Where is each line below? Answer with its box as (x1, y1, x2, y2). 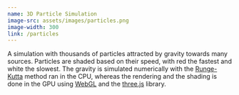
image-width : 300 (7, 23, 59, 30)
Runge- (195, 65, 218, 73)
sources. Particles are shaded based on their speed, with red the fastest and (7, 57, 232, 66)
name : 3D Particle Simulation (7, 10, 98, 18)
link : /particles (7, 30, 59, 38)
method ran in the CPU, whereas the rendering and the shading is (24, 72, 218, 81)
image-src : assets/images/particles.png (7, 17, 130, 24)
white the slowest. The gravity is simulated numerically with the (7, 65, 194, 73)
